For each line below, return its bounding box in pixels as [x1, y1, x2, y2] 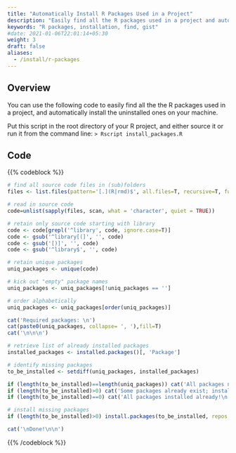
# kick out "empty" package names [7, 278, 109, 285]
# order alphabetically [7, 297, 77, 304]
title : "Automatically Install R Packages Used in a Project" [7, 10, 193, 18]
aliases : [7, 50, 33, 57]
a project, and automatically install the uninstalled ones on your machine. [7, 108, 218, 117]
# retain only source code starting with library [7, 220, 156, 227]
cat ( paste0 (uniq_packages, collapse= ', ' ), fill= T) [7, 323, 162, 330]
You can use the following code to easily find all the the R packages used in [7, 100, 226, 109]
